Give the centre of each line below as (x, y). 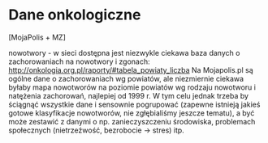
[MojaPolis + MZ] (37, 37)
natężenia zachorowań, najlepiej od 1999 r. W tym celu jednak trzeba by (129, 95)
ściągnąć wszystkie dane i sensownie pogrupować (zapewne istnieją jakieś (134, 104)
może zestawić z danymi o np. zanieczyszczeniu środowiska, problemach (132, 121)
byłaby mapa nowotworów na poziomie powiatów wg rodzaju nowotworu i (132, 87)
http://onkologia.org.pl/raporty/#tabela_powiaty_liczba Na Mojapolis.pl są (131, 69)
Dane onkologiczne (75, 15)
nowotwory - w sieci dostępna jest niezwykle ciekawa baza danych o (124, 53)
